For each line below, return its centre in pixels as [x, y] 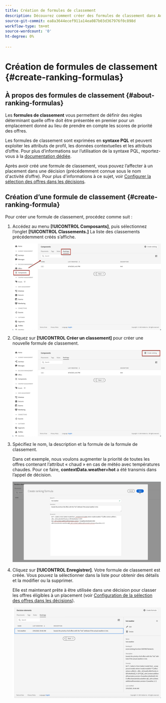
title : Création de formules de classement [51, 10]
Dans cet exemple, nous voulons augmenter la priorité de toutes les [81, 459]
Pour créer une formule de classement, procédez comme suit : [69, 217]
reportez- [151, 151]
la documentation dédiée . [45, 156]
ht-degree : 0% [20, 37]
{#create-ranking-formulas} [64, 77]
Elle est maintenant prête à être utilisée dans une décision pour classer [84, 590]
